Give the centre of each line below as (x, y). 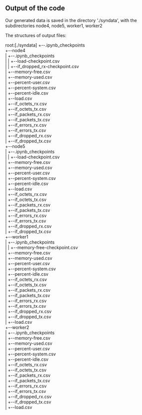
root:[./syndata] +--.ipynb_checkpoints (45, 45)
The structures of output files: (36, 35)
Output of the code (35, 8)
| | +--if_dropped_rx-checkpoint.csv (42, 66)
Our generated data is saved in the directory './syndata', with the (71, 20)
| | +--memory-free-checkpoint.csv (42, 247)
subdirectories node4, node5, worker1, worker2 (54, 26)
